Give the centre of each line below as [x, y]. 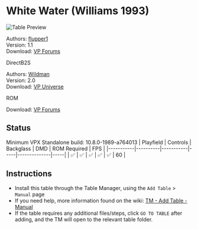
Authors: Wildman [28, 74]
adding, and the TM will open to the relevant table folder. [84, 219]
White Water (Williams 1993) [78, 11]
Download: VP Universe [35, 86]
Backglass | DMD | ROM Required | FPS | [56, 148]
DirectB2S [18, 63]
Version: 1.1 [20, 45]
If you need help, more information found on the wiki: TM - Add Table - [101, 200]
